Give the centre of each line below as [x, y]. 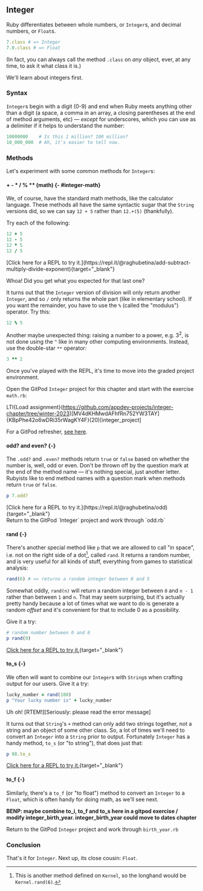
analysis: [17, 568]
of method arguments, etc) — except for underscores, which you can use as [101, 119]
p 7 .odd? [17, 496]
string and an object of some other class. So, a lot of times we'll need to [96, 730]
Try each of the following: [38, 223]
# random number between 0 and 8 [48, 633]
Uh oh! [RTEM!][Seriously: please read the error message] [79, 712]
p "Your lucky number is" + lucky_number [59, 700]
